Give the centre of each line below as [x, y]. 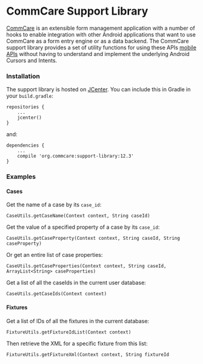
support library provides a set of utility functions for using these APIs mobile [101, 47]
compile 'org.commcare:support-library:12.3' [76, 156]
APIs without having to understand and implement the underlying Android [98, 54]
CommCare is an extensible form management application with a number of [101, 28]
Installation [23, 76]
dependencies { [25, 145]
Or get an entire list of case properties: [55, 255]
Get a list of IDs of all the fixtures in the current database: [78, 321]
